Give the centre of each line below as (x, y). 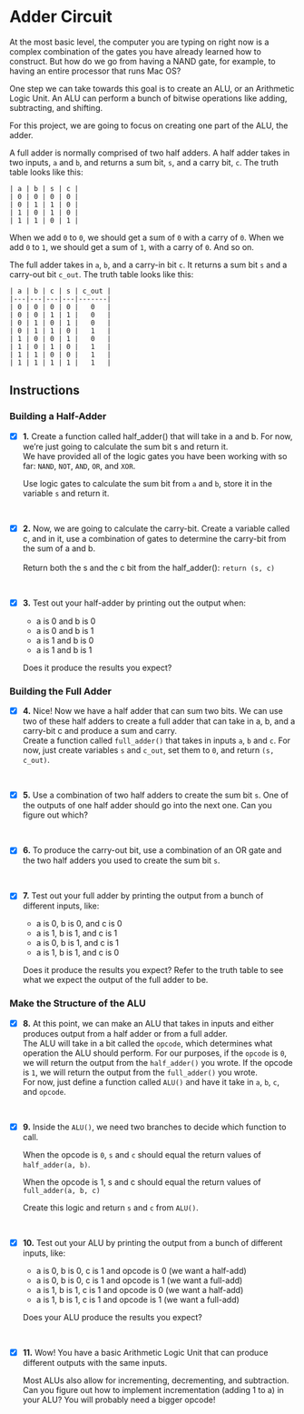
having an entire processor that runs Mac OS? (95, 71)
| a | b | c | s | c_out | (60, 291)
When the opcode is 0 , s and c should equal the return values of (142, 1154)
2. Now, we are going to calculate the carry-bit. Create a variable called (156, 528)
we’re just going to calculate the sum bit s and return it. (125, 446)
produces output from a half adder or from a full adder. (125, 1033)
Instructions (44, 391)
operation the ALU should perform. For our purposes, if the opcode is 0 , (155, 1053)
